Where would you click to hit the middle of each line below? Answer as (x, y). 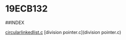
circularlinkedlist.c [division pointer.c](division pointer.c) (63, 32)
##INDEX (15, 22)
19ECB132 (26, 9)
